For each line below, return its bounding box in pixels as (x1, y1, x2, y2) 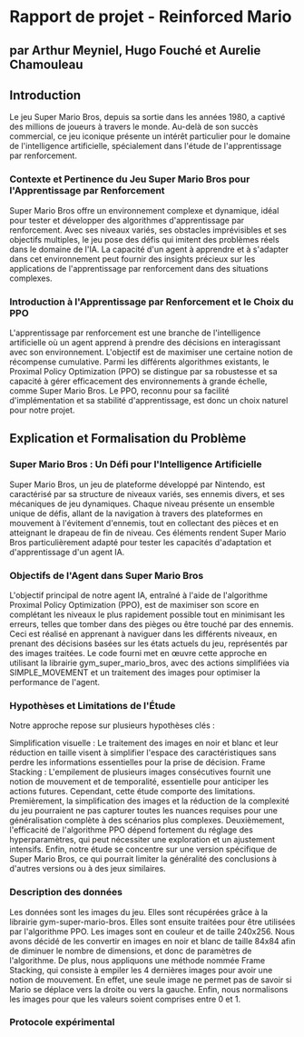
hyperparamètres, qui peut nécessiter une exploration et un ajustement (9, 834, 275, 845)
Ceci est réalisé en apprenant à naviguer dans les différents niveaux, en (9, 628, 278, 639)
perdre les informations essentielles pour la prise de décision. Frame (9, 757, 266, 768)
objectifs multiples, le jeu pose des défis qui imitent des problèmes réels (9, 234, 279, 244)
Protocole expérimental (9, 1016, 115, 1029)
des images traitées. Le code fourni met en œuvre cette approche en (9, 647, 268, 658)
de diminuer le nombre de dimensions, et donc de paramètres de (9, 945, 252, 956)
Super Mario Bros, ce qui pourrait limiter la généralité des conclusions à (9, 853, 277, 864)
